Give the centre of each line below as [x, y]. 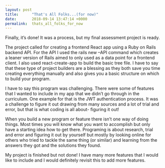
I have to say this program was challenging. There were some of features [80, 88]
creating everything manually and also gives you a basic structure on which [82, 74]
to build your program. [28, 79]
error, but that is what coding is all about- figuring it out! [62, 110]
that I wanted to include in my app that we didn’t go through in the [72, 94]
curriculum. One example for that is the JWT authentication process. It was [82, 99]
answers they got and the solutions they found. [53, 145]
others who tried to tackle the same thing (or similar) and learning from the [81, 140]
